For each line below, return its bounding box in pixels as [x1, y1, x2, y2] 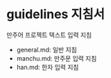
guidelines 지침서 [6, 6, 105, 22]
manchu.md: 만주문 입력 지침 [16, 54, 97, 63]
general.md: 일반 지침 [16, 45, 77, 54]
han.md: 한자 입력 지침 [16, 63, 79, 71]
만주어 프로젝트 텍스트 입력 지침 [6, 31, 92, 39]
